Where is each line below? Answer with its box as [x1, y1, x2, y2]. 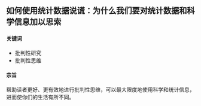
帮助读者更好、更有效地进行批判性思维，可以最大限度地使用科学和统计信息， [6, 86, 195, 93]
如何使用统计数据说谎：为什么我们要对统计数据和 [6, 5, 187, 16]
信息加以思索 [14, 17, 62, 27]
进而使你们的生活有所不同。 [6, 93, 75, 101]
